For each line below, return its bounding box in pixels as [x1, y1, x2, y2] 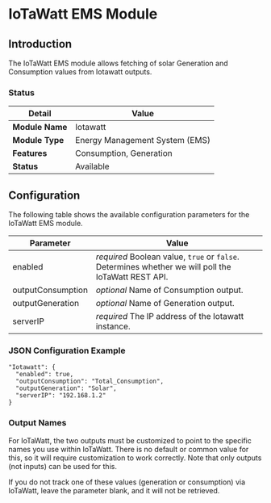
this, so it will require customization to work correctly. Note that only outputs [8, 453, 262, 463]
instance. [95, 321, 131, 332]
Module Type [12, 135, 65, 146]
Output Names [8, 417, 67, 429]
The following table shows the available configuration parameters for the [8, 210, 250, 220]
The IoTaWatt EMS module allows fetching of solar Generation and [8, 58, 228, 68]
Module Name [12, 122, 68, 133]
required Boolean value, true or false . [95, 251, 240, 262]
